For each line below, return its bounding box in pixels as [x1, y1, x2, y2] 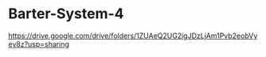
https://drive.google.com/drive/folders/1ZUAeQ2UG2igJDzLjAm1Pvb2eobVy [8, 31, 258, 40]
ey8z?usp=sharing [8, 39, 69, 48]
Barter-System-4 [8, 5, 124, 23]
